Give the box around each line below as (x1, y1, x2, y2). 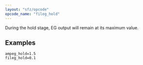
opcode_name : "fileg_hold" (5, 12, 60, 16)
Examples (5, 39, 36, 47)
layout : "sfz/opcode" (5, 7, 49, 12)
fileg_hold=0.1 (5, 56, 36, 61)
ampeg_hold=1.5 (5, 52, 36, 56)
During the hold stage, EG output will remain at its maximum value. (5, 25, 139, 30)
